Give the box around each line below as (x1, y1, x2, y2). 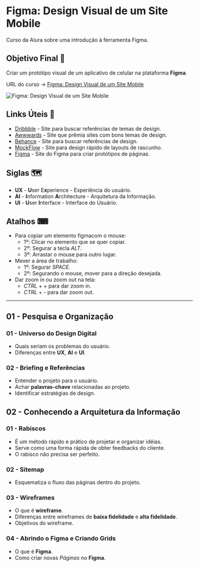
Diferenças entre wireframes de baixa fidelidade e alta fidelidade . (14, 513, 178, 520)
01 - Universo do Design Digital (6, 329, 97, 337)
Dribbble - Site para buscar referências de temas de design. (14, 125, 162, 132)
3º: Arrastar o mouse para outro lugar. (23, 251, 117, 258)
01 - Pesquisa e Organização (6, 311, 114, 321)
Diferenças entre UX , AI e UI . (14, 349, 86, 356)
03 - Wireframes (6, 494, 55, 502)
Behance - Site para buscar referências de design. (14, 137, 138, 144)
